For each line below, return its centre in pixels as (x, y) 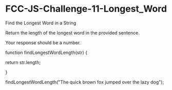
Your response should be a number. (43, 42)
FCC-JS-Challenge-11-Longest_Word (86, 9)
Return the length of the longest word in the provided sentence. (72, 33)
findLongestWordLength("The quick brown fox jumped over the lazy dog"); (85, 82)
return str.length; (23, 62)
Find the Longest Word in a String (41, 23)
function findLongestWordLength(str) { (46, 52)
